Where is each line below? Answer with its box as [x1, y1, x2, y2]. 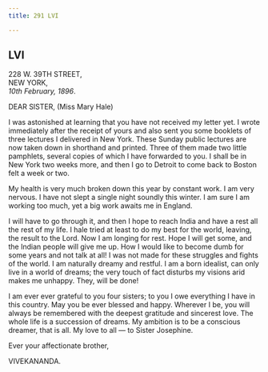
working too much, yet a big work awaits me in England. [8, 201, 193, 210]
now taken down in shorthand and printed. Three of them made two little [8, 143, 247, 153]
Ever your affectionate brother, [8, 341, 110, 350]
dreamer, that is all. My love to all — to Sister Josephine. [8, 326, 194, 335]
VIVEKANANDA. [8, 357, 62, 366]
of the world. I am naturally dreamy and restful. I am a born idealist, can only [8, 259, 260, 269]
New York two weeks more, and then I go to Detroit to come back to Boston [8, 160, 258, 170]
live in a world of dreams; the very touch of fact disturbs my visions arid [8, 267, 246, 277]
